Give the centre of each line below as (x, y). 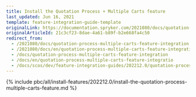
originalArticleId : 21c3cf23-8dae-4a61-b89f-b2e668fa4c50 (78, 33)
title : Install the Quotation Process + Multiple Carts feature (86, 11)
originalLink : (23, 28)
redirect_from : (24, 38)
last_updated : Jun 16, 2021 (40, 17)
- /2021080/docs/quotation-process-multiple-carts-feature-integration (100, 44)
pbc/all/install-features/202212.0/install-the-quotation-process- (111, 82)
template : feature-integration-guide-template (64, 22)
